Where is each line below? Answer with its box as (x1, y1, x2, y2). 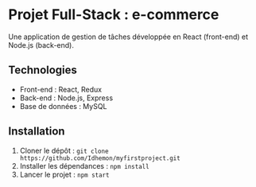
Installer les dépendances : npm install (19, 161, 149, 170)
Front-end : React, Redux (19, 84, 102, 94)
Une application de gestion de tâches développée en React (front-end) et (8, 32, 249, 41)
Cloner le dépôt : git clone (19, 146, 109, 155)
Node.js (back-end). (8, 40, 74, 49)
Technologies (8, 64, 78, 77)
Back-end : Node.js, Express (19, 93, 114, 103)
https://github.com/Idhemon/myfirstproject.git (19, 154, 180, 162)
